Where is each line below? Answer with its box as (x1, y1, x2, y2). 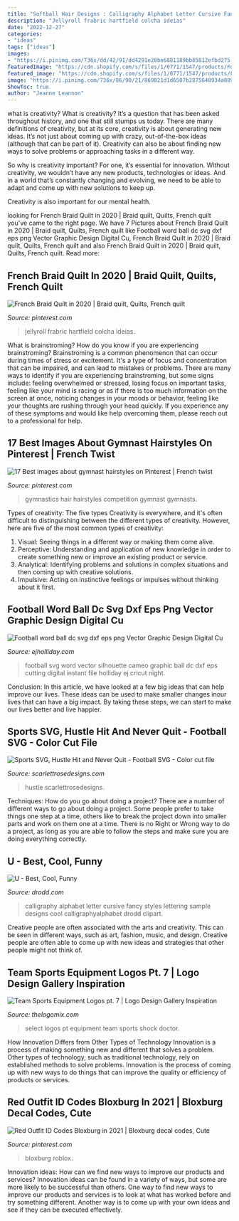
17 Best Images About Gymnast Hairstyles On (7, 437, 213, 449)
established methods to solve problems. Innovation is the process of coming (7, 1061, 231, 1069)
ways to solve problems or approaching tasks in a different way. (7, 147, 195, 156)
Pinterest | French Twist (7, 448, 115, 460)
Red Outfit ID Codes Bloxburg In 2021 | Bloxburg (7, 1096, 223, 1109)
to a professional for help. (7, 416, 83, 425)
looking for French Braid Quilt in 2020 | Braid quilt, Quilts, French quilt (7, 211, 211, 220)
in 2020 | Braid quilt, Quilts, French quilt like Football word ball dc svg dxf (7, 226, 222, 235)
